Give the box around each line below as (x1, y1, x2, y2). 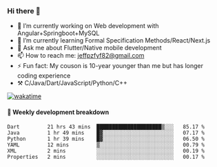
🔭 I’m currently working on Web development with (17, 22, 160, 30)
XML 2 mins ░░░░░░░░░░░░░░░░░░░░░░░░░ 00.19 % (7, 147, 205, 154)
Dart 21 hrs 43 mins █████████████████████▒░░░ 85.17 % (7, 123, 205, 130)
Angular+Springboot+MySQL (17, 29, 100, 37)
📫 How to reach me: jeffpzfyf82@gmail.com (17, 52, 145, 60)
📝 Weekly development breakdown (7, 108, 110, 116)
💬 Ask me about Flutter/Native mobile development (17, 44, 162, 52)
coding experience (17, 71, 71, 80)
